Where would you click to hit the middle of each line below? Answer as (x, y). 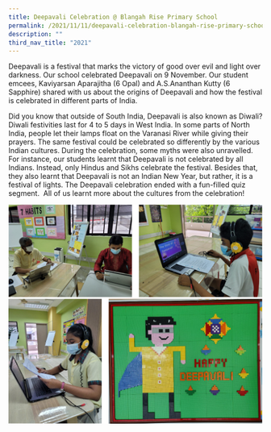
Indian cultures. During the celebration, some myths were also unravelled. (131, 151)
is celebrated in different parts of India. (73, 101)
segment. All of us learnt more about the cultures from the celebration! (127, 193)
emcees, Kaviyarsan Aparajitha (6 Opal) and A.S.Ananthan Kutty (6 (119, 84)
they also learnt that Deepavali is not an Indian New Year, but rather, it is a (131, 177)
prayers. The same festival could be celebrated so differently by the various (134, 142)
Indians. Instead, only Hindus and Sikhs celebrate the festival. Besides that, (133, 168)
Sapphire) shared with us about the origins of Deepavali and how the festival (135, 92)
